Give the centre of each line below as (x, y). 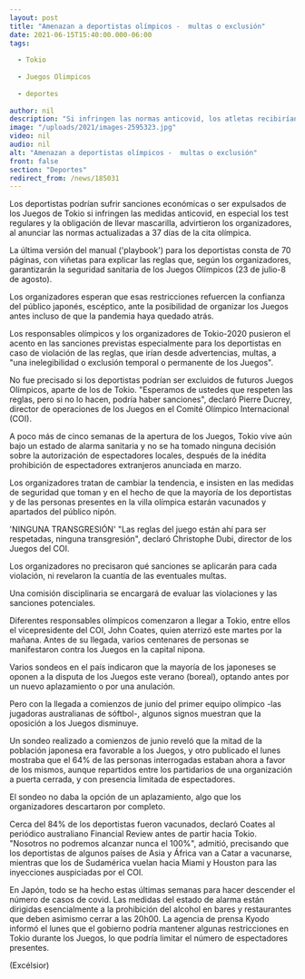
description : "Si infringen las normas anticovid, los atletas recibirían (154, 119)
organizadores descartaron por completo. (88, 807)
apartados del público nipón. (63, 512)
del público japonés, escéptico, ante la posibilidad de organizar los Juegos (149, 307)
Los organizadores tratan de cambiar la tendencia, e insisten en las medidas (152, 483)
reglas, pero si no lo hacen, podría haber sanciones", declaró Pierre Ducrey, (151, 399)
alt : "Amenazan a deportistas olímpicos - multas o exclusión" (133, 152)
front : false (34, 161)
